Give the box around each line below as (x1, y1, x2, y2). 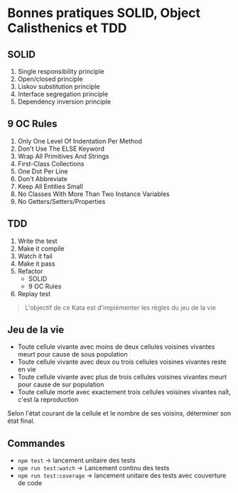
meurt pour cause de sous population (17, 350, 128, 359)
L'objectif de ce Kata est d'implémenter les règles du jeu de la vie (24, 303, 217, 312)
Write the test (17, 237, 58, 245)
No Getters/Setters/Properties (17, 197, 106, 205)
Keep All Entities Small (17, 182, 83, 190)
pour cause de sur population (17, 380, 104, 389)
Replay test (17, 289, 51, 298)
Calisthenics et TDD (7, 20, 127, 36)
